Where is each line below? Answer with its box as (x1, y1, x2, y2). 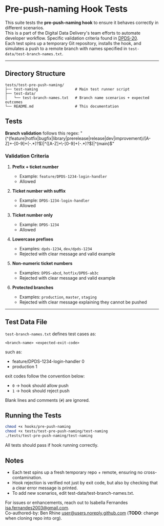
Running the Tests (5, 412, 62, 420)
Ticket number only (12, 212, 53, 218)
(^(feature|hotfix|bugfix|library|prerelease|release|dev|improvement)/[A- (5, 135, 151, 141)
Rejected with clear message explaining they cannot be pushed (19, 299, 147, 305)
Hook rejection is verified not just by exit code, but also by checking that (12, 480, 158, 485)
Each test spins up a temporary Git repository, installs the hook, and (5, 40, 142, 46)
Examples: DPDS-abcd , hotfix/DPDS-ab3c (19, 270, 99, 276)
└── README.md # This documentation (5, 104, 119, 109)
